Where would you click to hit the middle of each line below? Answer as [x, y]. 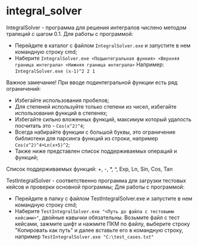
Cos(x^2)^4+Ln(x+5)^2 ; [42, 144]
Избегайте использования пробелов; [62, 100]
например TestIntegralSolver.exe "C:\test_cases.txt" [84, 236]
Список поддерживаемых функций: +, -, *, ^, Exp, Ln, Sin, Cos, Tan [89, 169]
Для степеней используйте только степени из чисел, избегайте [96, 106]
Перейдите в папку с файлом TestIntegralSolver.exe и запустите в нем [103, 198]
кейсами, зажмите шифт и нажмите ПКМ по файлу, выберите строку [102, 224]
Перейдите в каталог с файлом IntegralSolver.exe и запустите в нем [103, 45]
